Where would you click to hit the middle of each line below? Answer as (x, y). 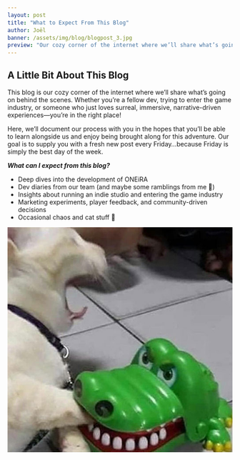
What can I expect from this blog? (59, 165)
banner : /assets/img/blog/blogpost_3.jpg (70, 38)
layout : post (27, 15)
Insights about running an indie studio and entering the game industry (120, 194)
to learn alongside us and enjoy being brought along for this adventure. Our (118, 136)
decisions (32, 209)
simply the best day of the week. (55, 151)
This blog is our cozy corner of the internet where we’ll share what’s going (117, 92)
